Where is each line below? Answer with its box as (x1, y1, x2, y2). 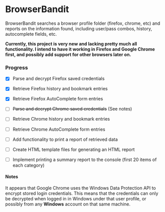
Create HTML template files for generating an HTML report (12, 146, 135, 152)
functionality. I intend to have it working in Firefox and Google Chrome (5, 46, 155, 52)
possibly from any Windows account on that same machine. (5, 201, 131, 207)
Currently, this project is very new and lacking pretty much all (5, 40, 137, 46)
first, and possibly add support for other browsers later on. (5, 51, 131, 58)
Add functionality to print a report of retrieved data (12, 136, 118, 142)
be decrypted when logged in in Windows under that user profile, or (5, 196, 146, 201)
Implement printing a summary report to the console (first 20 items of (12, 156, 157, 163)
